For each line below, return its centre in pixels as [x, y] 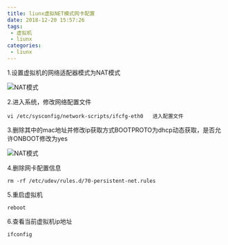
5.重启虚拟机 [25, 195]
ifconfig [20, 234]
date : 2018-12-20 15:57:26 [46, 20]
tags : [15, 26]
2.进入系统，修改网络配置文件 [49, 101]
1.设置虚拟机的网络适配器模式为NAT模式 [64, 72]
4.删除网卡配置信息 [34, 168]
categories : [24, 46]
